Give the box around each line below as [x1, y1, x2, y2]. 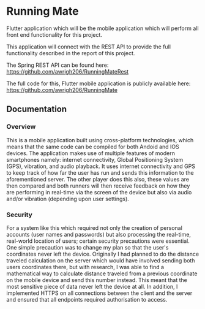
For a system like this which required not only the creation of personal [6, 224, 182, 231]
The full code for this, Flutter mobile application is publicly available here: [6, 80, 191, 87]
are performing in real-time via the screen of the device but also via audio [6, 188, 192, 196]
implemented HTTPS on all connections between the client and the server [6, 289, 193, 297]
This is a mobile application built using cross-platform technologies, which [6, 136, 194, 143]
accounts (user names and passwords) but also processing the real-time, [6, 231, 192, 238]
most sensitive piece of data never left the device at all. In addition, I [6, 283, 178, 290]
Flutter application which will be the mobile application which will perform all [6, 25, 199, 32]
